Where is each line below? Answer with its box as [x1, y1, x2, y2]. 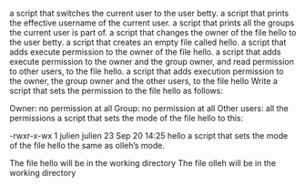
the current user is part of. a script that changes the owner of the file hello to [9, 27, 297, 37]
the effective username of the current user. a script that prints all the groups [9, 17, 295, 28]
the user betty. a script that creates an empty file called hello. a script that [9, 36, 287, 47]
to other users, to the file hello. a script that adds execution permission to [9, 66, 284, 77]
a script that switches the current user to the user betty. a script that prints [9, 8, 290, 18]
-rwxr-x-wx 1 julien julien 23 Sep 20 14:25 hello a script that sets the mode [9, 130, 289, 140]
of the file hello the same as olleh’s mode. [9, 140, 166, 151]
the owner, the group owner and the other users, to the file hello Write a [9, 76, 278, 86]
